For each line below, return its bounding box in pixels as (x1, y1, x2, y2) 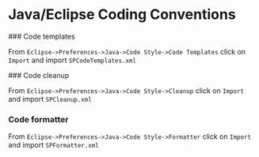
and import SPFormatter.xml (8, 140, 99, 150)
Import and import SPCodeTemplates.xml (8, 55, 137, 65)
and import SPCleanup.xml (8, 94, 93, 103)
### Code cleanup (8, 70, 70, 80)
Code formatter (8, 114, 69, 125)
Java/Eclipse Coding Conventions (8, 6, 236, 24)
